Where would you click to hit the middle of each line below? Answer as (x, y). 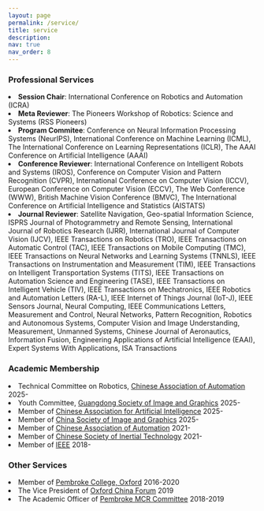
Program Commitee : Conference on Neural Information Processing (127, 130)
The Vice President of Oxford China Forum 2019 (96, 490)
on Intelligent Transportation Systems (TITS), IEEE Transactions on (116, 273)
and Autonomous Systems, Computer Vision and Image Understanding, (124, 323)
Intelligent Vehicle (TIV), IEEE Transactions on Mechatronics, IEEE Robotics (130, 289)
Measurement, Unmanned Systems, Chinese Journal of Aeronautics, (119, 331)
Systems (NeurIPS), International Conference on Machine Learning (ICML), (130, 139)
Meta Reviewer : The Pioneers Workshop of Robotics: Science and (126, 114)
